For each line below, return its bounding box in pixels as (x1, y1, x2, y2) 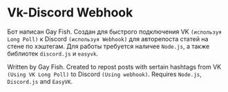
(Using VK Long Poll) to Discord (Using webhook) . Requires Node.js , (7, 70, 202, 78)
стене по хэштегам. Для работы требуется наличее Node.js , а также (7, 42, 210, 50)
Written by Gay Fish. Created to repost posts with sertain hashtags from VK (7, 62, 222, 71)
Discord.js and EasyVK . (7, 77, 73, 85)
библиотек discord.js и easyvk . (7, 49, 99, 58)
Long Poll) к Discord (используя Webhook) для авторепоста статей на (7, 34, 209, 43)
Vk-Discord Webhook (7, 5, 133, 21)
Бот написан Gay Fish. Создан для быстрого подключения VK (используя (7, 27, 222, 36)
